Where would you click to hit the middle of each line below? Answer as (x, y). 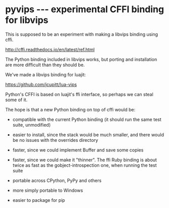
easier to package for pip (39, 200)
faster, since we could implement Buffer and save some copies (78, 150)
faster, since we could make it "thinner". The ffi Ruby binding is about (85, 160)
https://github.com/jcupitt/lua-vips (41, 84)
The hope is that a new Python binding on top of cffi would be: (70, 109)
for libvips (27, 20)
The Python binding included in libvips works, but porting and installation (81, 59)
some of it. (16, 100)
